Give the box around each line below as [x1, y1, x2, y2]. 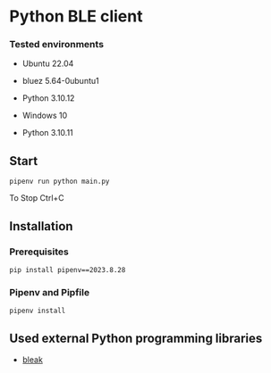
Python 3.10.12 [21, 93, 75, 104]
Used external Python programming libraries [9, 330, 263, 345]
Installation [9, 219, 73, 234]
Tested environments [9, 38, 105, 51]
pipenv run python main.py [9, 177, 110, 186]
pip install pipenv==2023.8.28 [9, 265, 126, 274]
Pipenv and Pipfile [9, 286, 90, 298]
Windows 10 [21, 110, 68, 121]
